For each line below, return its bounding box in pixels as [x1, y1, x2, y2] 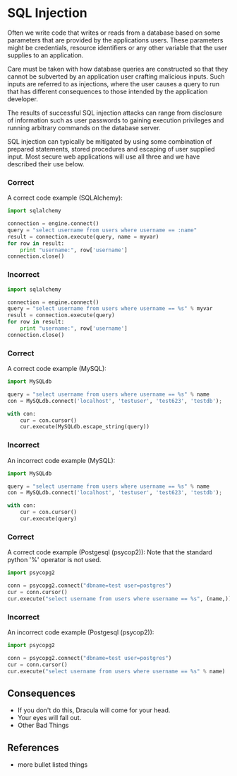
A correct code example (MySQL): [7, 365, 107, 373]
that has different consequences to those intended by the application [7, 87, 208, 96]
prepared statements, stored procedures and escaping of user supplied [7, 144, 215, 153]
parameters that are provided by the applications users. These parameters [7, 35, 224, 44]
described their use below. [7, 159, 85, 168]
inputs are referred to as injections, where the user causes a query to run [7, 79, 220, 88]
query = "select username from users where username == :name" [7, 227, 197, 234]
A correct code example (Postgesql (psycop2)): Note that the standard [7, 548, 213, 557]
